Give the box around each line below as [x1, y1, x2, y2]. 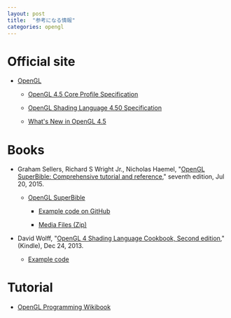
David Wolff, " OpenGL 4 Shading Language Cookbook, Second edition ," [17, 234, 225, 242]
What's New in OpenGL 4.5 [27, 117, 106, 126]
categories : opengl [7, 23, 64, 30]
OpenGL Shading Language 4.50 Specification [27, 104, 162, 112]
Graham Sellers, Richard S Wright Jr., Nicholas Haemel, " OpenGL [17, 165, 205, 174]
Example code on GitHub [38, 207, 111, 216]
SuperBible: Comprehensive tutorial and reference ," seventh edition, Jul [17, 172, 225, 181]
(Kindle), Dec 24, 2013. [17, 242, 84, 250]
